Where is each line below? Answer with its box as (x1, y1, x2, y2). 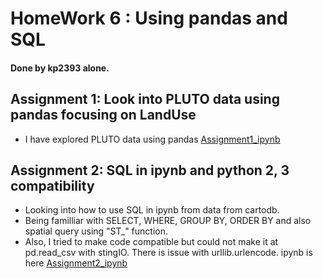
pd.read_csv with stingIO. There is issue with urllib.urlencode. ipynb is (24, 247, 313, 259)
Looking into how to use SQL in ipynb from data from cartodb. (24, 204, 280, 216)
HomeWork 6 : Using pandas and (10, 7, 288, 30)
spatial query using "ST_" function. (24, 225, 169, 237)
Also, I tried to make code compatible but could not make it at (24, 236, 279, 248)
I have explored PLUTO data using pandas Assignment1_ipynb (24, 133, 281, 145)
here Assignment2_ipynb (24, 257, 128, 269)
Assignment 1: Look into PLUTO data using (10, 91, 280, 108)
